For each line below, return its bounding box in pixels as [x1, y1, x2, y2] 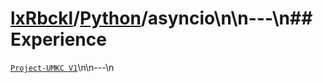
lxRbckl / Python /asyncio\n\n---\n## [10, 7, 313, 30]
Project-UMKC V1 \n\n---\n [10, 61, 115, 73]
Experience [10, 28, 107, 51]
